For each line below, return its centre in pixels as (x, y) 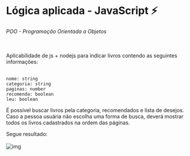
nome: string (22, 79)
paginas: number (26, 89)
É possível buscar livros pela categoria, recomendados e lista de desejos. (95, 110)
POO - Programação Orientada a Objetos (56, 31)
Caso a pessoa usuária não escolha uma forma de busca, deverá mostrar (95, 117)
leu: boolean (22, 100)
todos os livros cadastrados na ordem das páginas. (68, 123)
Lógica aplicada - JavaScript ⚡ (82, 11)
